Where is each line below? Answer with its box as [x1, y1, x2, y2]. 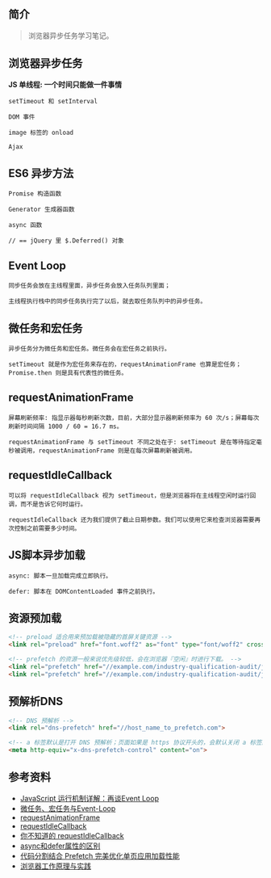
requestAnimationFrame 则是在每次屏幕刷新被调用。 [38, 447, 196, 455]
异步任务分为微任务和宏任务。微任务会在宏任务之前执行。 [8, 345, 171, 353]
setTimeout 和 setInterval [8, 97, 98, 105]
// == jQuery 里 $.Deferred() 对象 [8, 237, 124, 245]
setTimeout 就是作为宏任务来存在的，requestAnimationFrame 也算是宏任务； [8, 360, 242, 369]
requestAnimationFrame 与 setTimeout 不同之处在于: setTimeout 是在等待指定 [8, 438, 256, 446]
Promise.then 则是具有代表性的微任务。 [8, 369, 127, 377]
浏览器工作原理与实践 [19, 861, 91, 871]
